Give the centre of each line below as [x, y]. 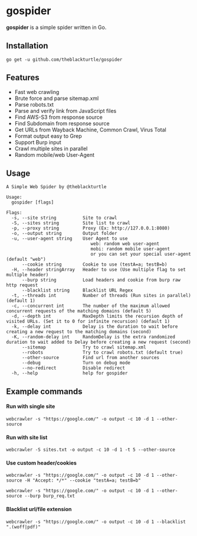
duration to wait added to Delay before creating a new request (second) [99, 342]
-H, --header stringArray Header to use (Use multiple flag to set [98, 270]
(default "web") [26, 259]
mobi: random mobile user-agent [130, 249]
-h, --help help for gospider [70, 373]
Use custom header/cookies [41, 463]
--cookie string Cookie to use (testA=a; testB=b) [94, 264]
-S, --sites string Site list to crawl [71, 223]
